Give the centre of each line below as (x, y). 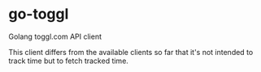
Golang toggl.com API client (55, 36)
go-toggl (39, 14)
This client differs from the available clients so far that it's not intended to (131, 52)
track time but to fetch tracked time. (68, 61)
